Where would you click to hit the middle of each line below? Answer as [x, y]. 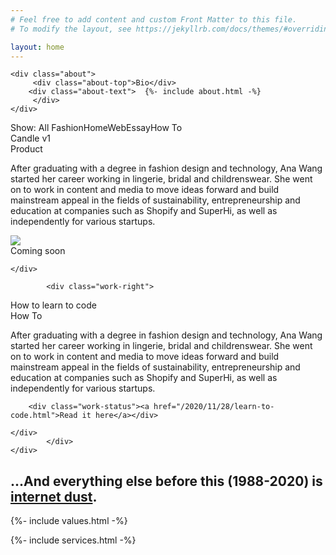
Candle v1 [30, 138]
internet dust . [54, 496]
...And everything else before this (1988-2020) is [166, 481]
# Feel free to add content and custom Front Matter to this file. [154, 19]
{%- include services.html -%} [73, 540]
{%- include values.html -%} [69, 521]
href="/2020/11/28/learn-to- [214, 407]
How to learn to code [53, 305]
